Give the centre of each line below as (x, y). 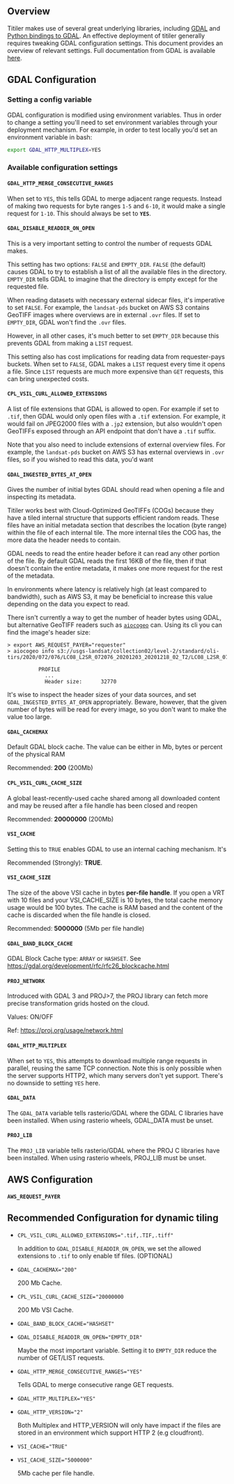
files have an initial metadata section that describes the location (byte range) (117, 525)
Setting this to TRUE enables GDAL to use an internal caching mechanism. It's (117, 849)
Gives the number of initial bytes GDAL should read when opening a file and (116, 490)
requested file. (28, 286)
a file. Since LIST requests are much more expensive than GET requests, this (116, 371)
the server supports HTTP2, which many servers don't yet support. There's (115, 1075)
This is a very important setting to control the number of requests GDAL (110, 243)
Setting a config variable (49, 100)
